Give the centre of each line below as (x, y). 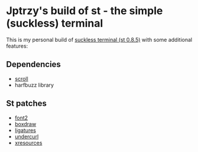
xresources (28, 143)
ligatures (25, 130)
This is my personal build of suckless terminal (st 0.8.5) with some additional (99, 39)
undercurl (27, 136)
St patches (27, 103)
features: (17, 46)
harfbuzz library (34, 85)
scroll (21, 78)
